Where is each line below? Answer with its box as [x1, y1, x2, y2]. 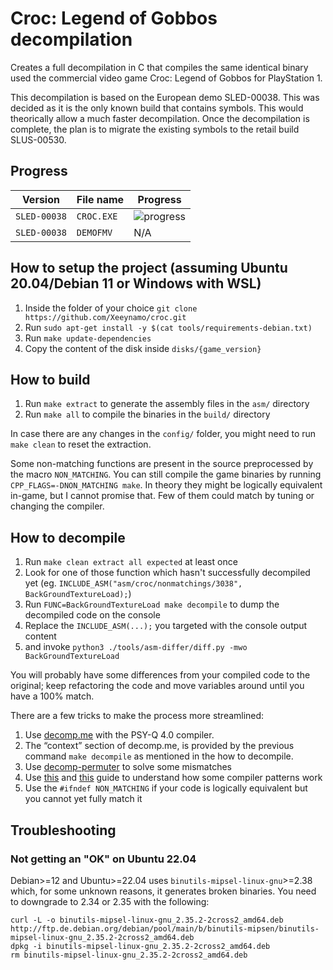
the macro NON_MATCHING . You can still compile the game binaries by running [10, 468, 322, 481]
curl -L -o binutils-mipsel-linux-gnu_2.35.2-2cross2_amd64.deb [10, 915, 284, 925]
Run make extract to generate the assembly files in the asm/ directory [24, 398, 310, 410]
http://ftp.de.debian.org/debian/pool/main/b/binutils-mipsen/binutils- [10, 923, 320, 934]
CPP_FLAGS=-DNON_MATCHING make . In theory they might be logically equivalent [10, 479, 323, 491]
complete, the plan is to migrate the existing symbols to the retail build [10, 123, 300, 135]
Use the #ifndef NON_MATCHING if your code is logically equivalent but [24, 782, 308, 794]
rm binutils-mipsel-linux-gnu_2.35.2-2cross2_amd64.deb [10, 950, 248, 960]
